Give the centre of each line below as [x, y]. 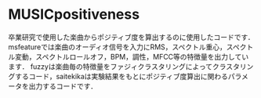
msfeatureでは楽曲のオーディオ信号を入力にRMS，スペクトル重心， [118, 47]
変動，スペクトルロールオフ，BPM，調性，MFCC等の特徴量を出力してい [132, 56]
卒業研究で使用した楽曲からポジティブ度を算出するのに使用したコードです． [131, 37]
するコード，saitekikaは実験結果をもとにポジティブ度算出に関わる [121, 76]
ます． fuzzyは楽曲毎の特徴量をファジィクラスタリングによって [111, 66]
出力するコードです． [63, 86]
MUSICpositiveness [74, 15]
